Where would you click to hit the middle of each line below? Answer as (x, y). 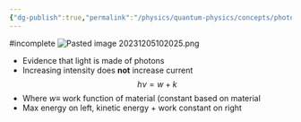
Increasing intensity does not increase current (107, 70)
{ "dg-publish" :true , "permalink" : (72, 17)
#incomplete (32, 43)
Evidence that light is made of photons (93, 60)
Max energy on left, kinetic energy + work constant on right (132, 108)
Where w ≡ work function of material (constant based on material (142, 98)
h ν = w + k (157, 84)
